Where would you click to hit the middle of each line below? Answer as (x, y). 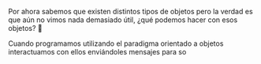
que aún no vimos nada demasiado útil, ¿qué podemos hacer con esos (123, 20)
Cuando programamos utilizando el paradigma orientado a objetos (116, 43)
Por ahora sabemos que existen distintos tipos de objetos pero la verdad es (131, 11)
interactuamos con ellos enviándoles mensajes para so (97, 52)
